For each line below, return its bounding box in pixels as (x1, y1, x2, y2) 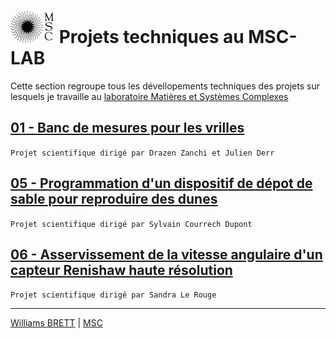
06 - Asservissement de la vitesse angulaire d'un (10, 246, 323, 263)
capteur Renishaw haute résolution (10, 261, 233, 279)
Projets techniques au (58, 26, 245, 49)
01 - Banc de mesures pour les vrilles (10, 120, 245, 137)
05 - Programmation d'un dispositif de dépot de (10, 175, 313, 192)
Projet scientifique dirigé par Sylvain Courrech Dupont (10, 219, 253, 229)
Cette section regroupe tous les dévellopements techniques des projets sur (10, 80, 320, 92)
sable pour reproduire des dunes (10, 191, 218, 208)
